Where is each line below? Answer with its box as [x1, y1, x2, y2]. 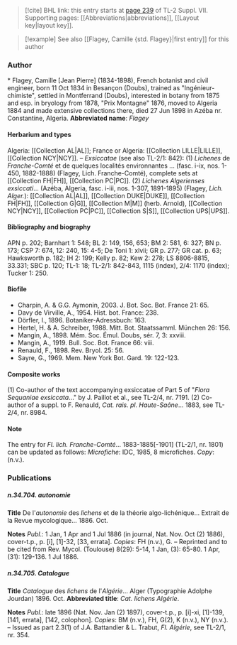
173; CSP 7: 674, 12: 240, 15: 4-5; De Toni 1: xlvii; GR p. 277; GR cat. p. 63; [7, 246, 222, 254]
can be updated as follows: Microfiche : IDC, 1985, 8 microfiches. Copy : [7, 448, 214, 457]
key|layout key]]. [24, 21, 74, 29]
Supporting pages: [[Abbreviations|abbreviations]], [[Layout [24, 13, 200, 22]
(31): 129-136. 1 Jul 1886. [7, 553, 79, 561]
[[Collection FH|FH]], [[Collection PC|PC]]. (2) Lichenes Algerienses [7, 176, 205, 185]
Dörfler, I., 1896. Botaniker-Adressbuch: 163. [17, 315, 146, 324]
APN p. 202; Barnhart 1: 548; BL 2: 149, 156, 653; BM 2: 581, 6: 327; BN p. [7, 238, 221, 247]
